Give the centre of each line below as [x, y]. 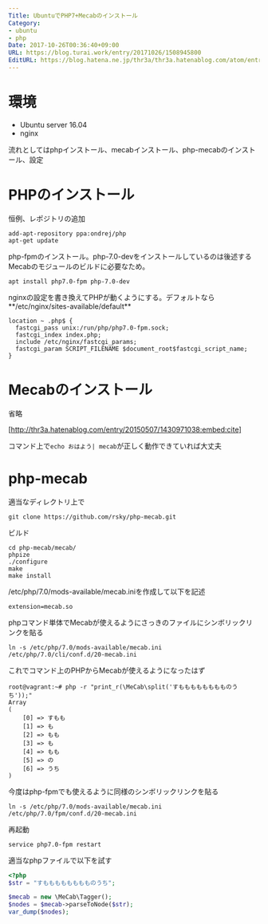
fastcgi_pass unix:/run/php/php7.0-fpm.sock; [93, 328]
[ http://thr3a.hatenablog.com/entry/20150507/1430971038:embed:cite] [125, 429]
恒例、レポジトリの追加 [47, 218]
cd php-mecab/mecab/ [43, 547]
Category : [25, 23]
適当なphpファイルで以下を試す [60, 860]
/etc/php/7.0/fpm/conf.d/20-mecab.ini [73, 813]
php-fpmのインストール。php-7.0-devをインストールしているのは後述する [130, 256]
